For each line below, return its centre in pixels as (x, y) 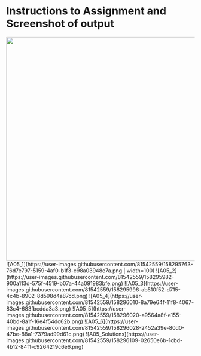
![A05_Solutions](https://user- (123, 334)
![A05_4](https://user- (116, 296)
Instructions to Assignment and (86, 11)
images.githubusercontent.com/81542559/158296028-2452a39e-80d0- (95, 327)
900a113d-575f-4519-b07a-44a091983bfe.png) (65, 283)
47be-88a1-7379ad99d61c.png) (45, 334)
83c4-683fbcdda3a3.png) (39, 308)
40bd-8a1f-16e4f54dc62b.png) (45, 321)
